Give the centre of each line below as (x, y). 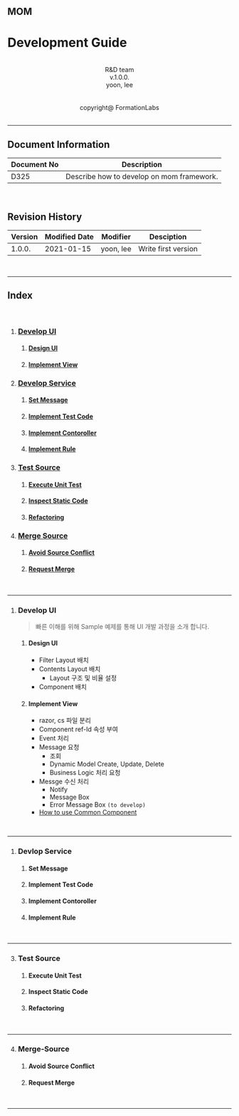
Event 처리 (54, 738)
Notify (59, 790)
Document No (35, 165)
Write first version (168, 248)
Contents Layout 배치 (70, 669)
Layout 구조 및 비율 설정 (83, 678)
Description (142, 165)
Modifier (116, 236)
